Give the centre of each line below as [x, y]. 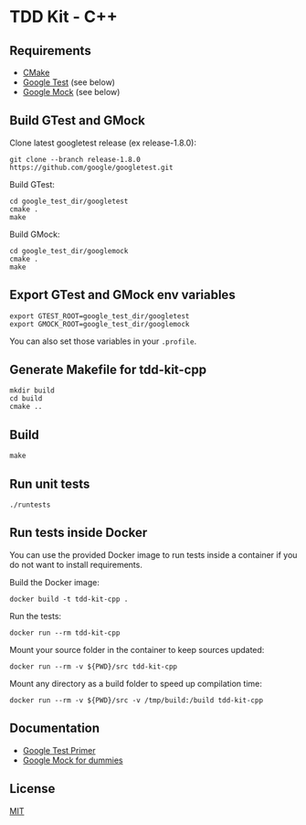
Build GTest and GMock [78, 121]
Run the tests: [36, 616]
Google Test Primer [59, 750]
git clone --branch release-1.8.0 [75, 159]
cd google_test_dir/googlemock [69, 251]
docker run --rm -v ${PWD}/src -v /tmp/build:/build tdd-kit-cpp [136, 700]
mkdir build [32, 391]
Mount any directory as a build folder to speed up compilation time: [136, 683]
